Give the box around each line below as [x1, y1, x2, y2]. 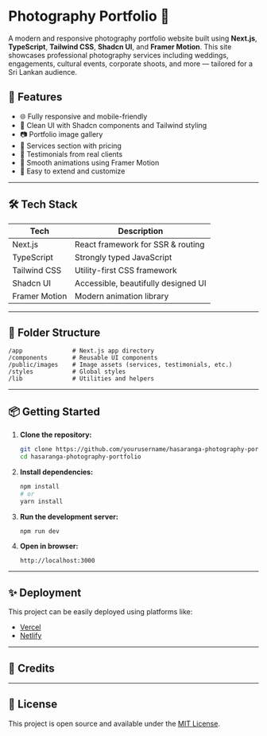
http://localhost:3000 [19, 557, 95, 565]
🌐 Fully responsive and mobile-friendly [19, 111, 148, 121]
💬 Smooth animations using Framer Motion [19, 158, 160, 167]
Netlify [19, 631, 42, 641]
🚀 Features [8, 91, 63, 104]
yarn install [19, 497, 64, 505]
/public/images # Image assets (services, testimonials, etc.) [8, 361, 233, 369]
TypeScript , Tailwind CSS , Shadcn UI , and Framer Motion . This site [8, 41, 232, 51]
